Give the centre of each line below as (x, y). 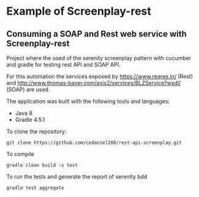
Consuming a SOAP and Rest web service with (96, 34)
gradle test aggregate (35, 188)
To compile (21, 154)
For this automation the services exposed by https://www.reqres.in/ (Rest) (100, 76)
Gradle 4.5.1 (30, 120)
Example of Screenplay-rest (79, 11)
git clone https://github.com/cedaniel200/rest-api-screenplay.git (94, 143)
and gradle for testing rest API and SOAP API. (63, 65)
